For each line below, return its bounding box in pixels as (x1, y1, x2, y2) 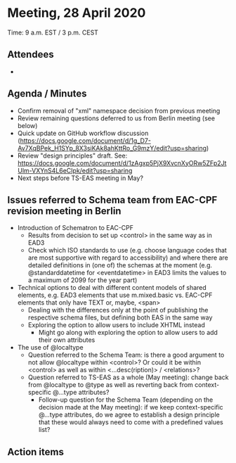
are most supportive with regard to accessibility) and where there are (27, 253, 228, 262)
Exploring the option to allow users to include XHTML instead (27, 321, 205, 329)
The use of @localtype (17, 343, 84, 352)
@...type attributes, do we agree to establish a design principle (38, 410, 220, 419)
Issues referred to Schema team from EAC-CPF (7, 194, 218, 205)
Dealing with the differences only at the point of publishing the (27, 306, 209, 315)
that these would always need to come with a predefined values (38, 418, 223, 426)
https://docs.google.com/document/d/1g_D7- (20, 136, 151, 145)
